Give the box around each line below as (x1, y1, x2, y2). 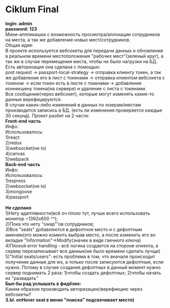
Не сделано (5, 204, 32, 211)
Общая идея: (5, 42, 33, 48)
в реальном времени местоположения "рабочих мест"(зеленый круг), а (5, 53, 164, 59)
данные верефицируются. (5, 96, 62, 102)
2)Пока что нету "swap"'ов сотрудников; (5, 221, 94, 227)
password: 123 (5, 25, 37, 32)
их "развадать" (5, 275, 39, 281)
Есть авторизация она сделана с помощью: (5, 64, 101, 70)
